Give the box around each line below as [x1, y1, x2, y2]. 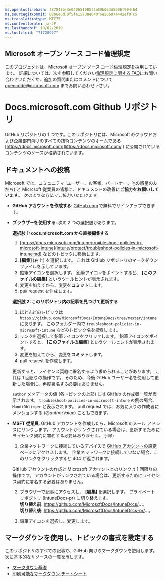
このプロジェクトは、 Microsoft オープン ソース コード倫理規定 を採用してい [5, 64, 157, 70]
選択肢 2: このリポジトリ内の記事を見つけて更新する [12, 298, 118, 304]
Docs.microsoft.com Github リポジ [5, 102, 149, 113]
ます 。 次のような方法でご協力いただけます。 [9, 192, 101, 198]
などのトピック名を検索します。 [56, 327, 121, 333]
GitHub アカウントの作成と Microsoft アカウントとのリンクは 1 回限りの [12, 466, 158, 472]
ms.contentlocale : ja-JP [5, 21, 56, 26]
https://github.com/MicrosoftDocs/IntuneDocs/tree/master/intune [19, 315, 157, 321]
